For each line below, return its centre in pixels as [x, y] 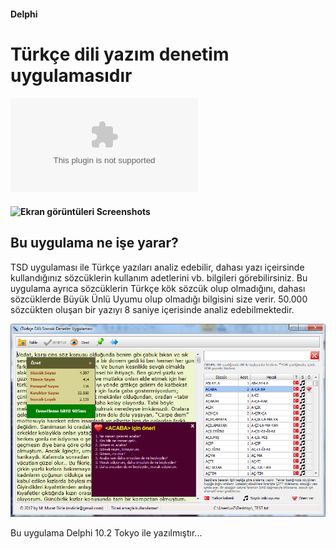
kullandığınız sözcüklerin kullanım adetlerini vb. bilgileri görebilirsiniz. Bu [159, 277]
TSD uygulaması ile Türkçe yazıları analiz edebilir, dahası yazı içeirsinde [157, 267]
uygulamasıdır [71, 75]
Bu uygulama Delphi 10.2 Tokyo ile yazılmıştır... [106, 532]
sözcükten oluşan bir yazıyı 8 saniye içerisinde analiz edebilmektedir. [152, 309]
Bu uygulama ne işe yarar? [94, 243]
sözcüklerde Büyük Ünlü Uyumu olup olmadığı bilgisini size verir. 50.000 [159, 299]
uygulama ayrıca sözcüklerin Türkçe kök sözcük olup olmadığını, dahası [158, 288]
